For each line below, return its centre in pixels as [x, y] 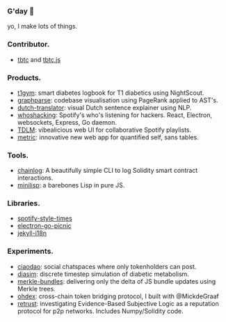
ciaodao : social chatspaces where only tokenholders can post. [107, 266]
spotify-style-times [45, 218]
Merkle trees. [36, 289]
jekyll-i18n [32, 233]
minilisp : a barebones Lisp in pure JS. [71, 185]
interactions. [35, 178]
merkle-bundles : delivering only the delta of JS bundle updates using [116, 281]
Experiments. [31, 252]
